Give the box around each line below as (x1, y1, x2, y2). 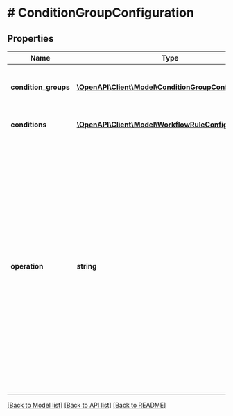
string (76, 262, 97, 271)
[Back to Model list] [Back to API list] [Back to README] (7, 401, 166, 409)
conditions (10, 120, 47, 129)
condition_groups (10, 82, 71, 92)
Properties (7, 33, 54, 45)
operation (10, 262, 44, 271)
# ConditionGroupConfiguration (7, 5, 194, 21)
